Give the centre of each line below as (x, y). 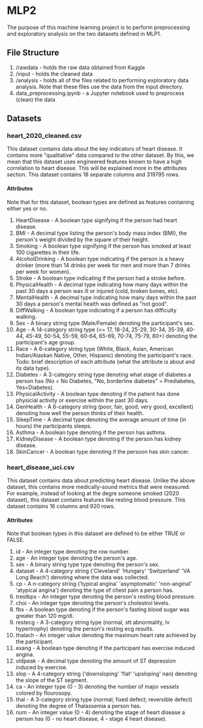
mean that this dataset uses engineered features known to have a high (95, 162)
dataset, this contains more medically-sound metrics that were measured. (99, 487)
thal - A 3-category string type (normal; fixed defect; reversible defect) (104, 700)
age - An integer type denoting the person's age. (76, 558)
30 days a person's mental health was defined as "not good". (92, 304)
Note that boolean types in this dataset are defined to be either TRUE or (96, 534)
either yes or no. (27, 208)
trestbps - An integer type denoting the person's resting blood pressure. (105, 597)
